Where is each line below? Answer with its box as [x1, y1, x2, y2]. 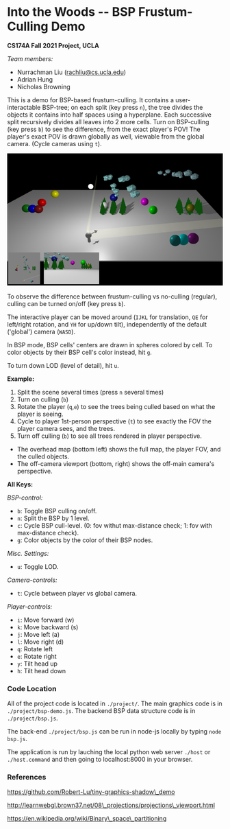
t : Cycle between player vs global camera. [16, 589, 138, 597]
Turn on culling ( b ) [16, 395, 69, 404]
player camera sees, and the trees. [16, 424, 115, 432]
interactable [7, 103, 41, 111]
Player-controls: [7, 602, 53, 611]
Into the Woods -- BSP [7, 4, 136, 20]
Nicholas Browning [16, 82, 71, 91]
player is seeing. [16, 410, 64, 418]
